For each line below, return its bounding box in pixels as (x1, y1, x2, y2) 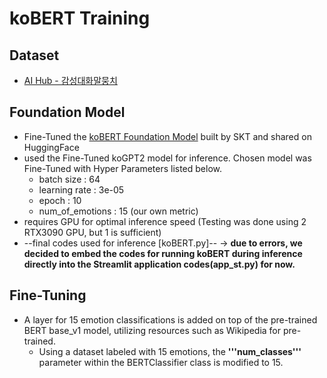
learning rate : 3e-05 (38, 183, 125, 196)
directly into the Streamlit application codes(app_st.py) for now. (23, 258, 296, 270)
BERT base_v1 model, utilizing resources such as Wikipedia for (23, 324, 282, 336)
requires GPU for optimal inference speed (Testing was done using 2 (23, 215, 307, 227)
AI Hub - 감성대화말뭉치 (23, 75, 118, 86)
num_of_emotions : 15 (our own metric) (38, 205, 199, 217)
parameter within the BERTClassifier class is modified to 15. (38, 356, 284, 368)
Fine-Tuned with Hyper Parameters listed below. (23, 162, 223, 174)
